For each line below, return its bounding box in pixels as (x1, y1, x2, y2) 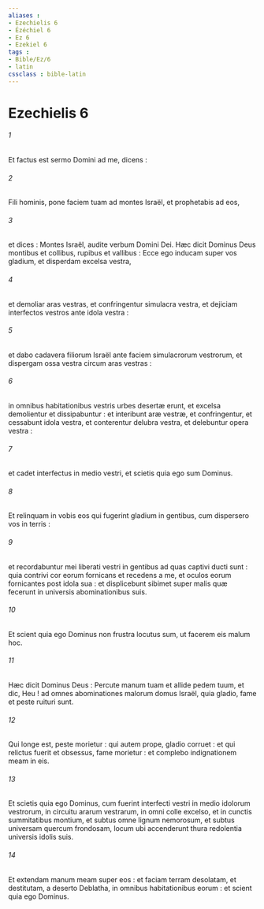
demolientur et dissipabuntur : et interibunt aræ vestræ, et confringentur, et (8, 409, 252, 419)
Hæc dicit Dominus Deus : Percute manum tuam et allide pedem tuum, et (8, 680, 244, 690)
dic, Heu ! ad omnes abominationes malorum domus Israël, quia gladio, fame (8, 689, 257, 699)
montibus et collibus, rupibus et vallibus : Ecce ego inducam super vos (8, 248, 238, 258)
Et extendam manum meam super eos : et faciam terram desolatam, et (8, 874, 236, 884)
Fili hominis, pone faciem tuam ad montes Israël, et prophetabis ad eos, (8, 198, 240, 207)
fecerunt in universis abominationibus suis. (8, 587, 147, 596)
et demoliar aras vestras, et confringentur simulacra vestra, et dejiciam (8, 299, 238, 308)
